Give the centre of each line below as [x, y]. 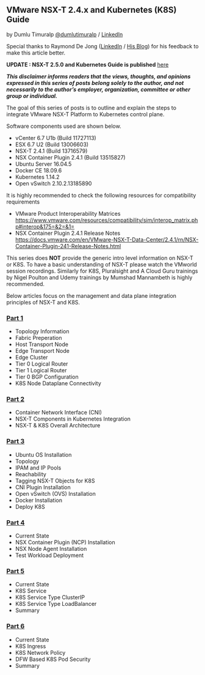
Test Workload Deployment [49, 555]
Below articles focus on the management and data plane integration [92, 295]
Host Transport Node [42, 344]
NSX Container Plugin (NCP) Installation [65, 542]
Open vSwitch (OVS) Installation [56, 493]
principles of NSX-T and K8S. [43, 302]
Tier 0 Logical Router [41, 364]
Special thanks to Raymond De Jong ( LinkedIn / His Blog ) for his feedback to [103, 46]
